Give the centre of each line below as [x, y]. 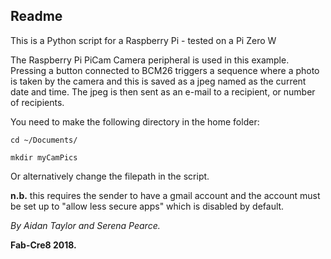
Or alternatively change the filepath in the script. [110, 176]
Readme [36, 16]
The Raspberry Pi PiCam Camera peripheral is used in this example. [150, 60]
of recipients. [37, 102]
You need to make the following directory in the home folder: [135, 121]
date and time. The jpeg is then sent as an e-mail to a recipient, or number [163, 91]
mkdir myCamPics [44, 157]
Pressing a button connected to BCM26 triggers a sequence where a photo [165, 70]
